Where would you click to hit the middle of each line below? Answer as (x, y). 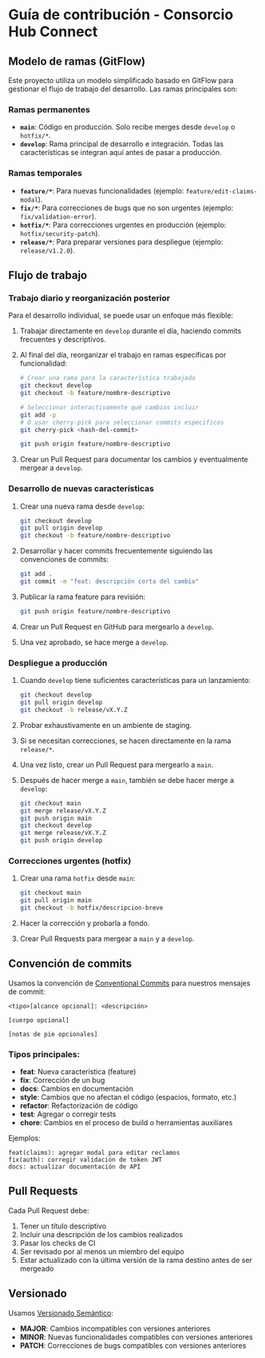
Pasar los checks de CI (57, 1243)
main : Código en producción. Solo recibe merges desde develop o (127, 127)
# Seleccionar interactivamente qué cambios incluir (109, 407)
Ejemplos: (25, 1138)
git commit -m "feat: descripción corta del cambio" (109, 581)
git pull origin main (55, 901)
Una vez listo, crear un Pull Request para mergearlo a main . (117, 765)
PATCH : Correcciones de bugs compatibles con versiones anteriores (133, 1345)
